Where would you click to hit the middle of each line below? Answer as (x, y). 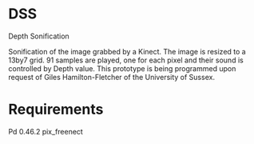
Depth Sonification (39, 36)
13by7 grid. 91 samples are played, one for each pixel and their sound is (126, 60)
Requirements (56, 110)
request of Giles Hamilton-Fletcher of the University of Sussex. (112, 77)
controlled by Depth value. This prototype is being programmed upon (122, 68)
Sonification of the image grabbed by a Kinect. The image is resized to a (127, 51)
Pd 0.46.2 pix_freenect (46, 131)
